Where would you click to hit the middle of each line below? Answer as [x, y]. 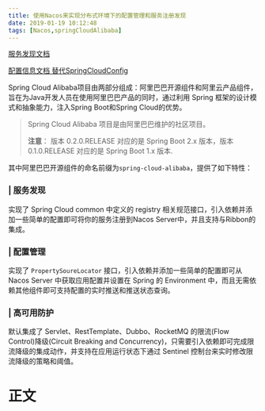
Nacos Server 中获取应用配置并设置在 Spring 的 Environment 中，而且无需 [129, 280]
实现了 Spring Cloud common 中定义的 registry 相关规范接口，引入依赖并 [127, 209]
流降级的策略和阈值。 [43, 361]
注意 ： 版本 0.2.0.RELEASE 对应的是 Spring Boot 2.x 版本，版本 [131, 141]
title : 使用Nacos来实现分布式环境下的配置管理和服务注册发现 [97, 15]
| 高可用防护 [31, 313]
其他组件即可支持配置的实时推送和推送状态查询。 [95, 290]
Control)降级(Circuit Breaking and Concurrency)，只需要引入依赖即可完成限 [131, 341]
